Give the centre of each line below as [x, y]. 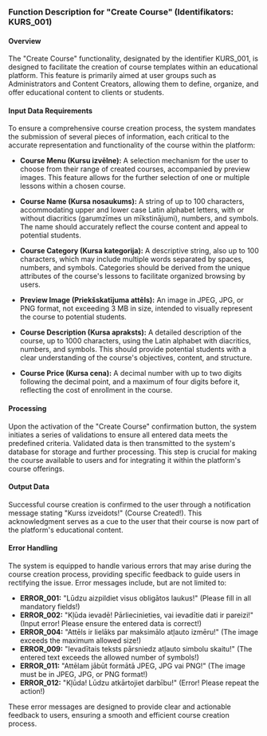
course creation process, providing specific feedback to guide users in [124, 574]
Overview [25, 41]
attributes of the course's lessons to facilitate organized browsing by [132, 276]
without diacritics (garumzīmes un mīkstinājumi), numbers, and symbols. [139, 218]
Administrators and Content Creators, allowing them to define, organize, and [133, 84]
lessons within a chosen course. [73, 186]
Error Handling [33, 548]
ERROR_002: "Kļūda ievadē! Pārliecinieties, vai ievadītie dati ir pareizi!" [136, 615]
